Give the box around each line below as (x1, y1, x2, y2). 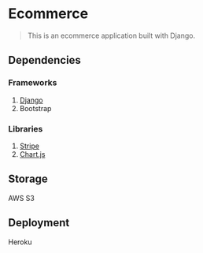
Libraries (8, 123, 43, 134)
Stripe (19, 141, 39, 151)
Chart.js (19, 149, 46, 158)
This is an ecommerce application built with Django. (27, 31, 195, 40)
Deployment (8, 216, 70, 229)
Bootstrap (19, 103, 52, 113)
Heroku (8, 237, 32, 247)
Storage (8, 173, 49, 186)
